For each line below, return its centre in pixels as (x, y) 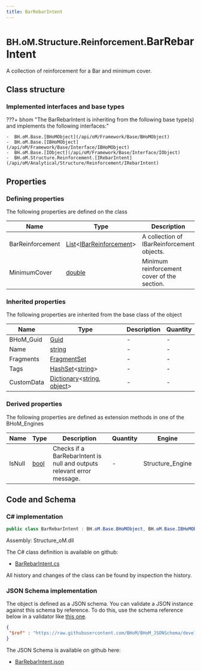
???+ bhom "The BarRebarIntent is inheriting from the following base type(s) (100, 120)
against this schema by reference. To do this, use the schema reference (95, 610)
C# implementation (35, 516)
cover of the (159, 276)
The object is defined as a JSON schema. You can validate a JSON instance (100, 604)
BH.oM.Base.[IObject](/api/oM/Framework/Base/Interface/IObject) (97, 153)
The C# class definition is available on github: (62, 552)
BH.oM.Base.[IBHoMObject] (46, 142)
